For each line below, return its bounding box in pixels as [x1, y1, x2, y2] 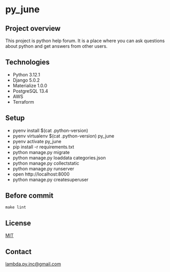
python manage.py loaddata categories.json [12, 154, 106, 161]
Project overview [5, 24, 61, 33]
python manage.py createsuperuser [12, 176, 89, 183]
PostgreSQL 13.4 [12, 88, 49, 94]
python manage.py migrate [12, 149, 70, 155]
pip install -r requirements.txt [12, 144, 74, 150]
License [5, 219, 31, 227]
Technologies [5, 58, 50, 67]
